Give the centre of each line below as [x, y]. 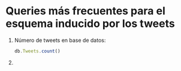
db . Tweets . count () [37, 51]
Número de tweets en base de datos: [60, 40]
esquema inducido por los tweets [90, 24]
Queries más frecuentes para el [85, 11]
